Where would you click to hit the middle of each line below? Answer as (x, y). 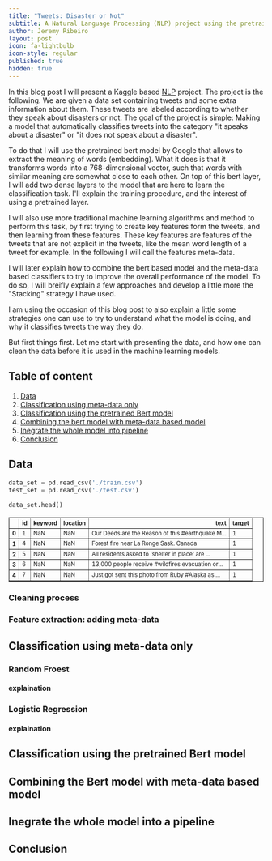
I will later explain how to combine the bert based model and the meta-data (134, 267)
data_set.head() (36, 505)
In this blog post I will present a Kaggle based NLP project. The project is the (136, 92)
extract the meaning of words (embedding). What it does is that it (117, 159)
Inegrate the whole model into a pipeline (111, 822)
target (240, 523)
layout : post (30, 38)
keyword (46, 523)
